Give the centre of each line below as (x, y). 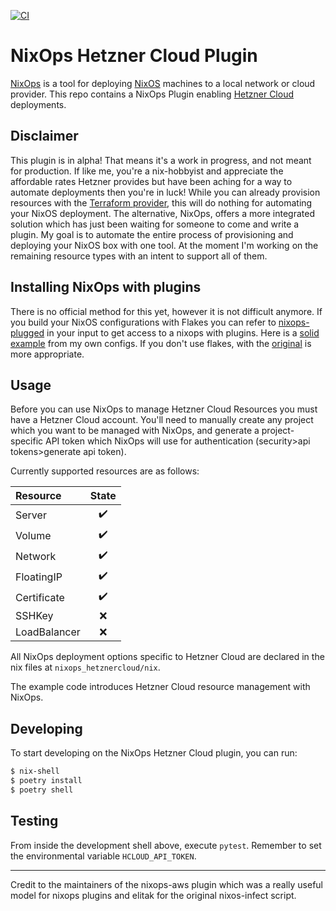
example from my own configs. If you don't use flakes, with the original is (161, 343)
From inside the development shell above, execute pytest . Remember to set (166, 845)
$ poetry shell (42, 790)
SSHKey (34, 616)
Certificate (40, 597)
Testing (34, 821)
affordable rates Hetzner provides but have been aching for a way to (151, 181)
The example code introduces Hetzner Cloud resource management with (160, 687)
